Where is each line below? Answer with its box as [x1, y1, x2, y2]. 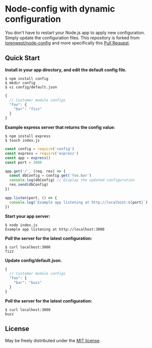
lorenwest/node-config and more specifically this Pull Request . [5, 40, 130, 45]
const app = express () [5, 155, 51, 160]
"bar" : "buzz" [14, 280, 42, 285]
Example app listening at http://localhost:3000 [5, 227, 105, 232]
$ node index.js [5, 223, 38, 227]
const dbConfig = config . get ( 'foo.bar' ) [9, 173, 92, 178]
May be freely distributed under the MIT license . [5, 337, 101, 343]
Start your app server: [5, 213, 51, 219]
